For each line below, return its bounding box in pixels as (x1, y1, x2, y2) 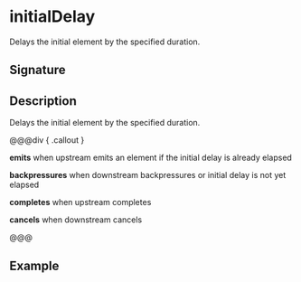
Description (9, 93, 77, 108)
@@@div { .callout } (9, 135, 85, 146)
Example (9, 258, 60, 273)
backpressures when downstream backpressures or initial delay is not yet (9, 170, 287, 181)
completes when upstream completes (9, 197, 152, 208)
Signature (9, 62, 66, 78)
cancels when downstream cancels (9, 214, 143, 225)
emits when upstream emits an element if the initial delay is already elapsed (9, 152, 292, 164)
